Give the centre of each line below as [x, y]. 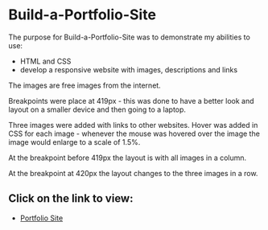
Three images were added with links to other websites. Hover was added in [133, 125]
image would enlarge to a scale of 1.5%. [74, 142]
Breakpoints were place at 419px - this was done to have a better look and [132, 101]
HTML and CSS [45, 61]
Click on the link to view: [71, 199]
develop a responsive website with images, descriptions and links [129, 69]
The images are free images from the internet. [85, 85]
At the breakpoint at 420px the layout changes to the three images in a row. [133, 173]
